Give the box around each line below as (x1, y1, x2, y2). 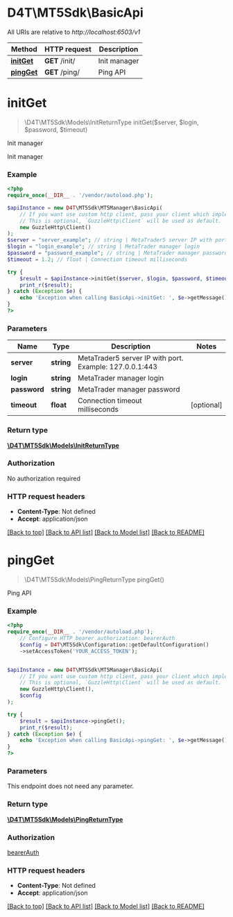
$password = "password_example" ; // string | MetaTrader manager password (7, 250, 228, 257)
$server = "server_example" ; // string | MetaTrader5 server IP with (7, 237, 213, 244)
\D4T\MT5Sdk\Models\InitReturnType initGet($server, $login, (24, 118, 199, 126)
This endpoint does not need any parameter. (7, 782, 134, 791)
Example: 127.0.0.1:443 (77, 362, 158, 372)
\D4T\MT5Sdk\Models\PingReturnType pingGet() (24, 575, 165, 584)
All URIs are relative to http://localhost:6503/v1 (7, 28, 141, 36)
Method (10, 44, 38, 53)
